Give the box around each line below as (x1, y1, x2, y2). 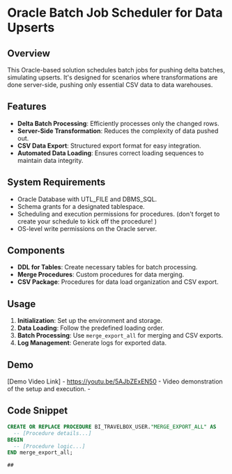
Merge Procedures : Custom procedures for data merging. (17, 270, 185, 279)
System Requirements (7, 176, 106, 189)
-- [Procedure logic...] (13, 443, 86, 450)
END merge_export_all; (7, 449, 73, 457)
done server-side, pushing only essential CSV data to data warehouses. (7, 81, 213, 88)
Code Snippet (7, 405, 68, 417)
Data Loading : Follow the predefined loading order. (17, 324, 165, 332)
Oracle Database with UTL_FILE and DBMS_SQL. (17, 195, 157, 203)
